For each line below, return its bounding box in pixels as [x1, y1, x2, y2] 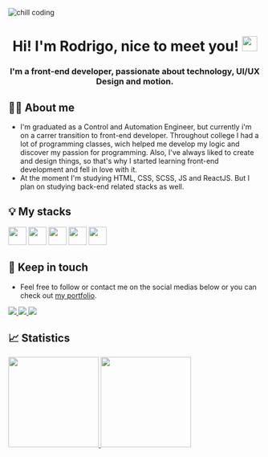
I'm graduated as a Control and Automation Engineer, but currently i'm [19, 121, 252, 132]
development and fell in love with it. [19, 165, 138, 174]
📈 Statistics [8, 331, 71, 345]
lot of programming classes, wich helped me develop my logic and [19, 139, 240, 149]
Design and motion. [95, 76, 174, 88]
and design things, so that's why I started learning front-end [19, 156, 219, 165]
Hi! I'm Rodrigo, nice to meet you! [12, 37, 239, 55]
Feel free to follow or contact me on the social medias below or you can [19, 282, 257, 292]
